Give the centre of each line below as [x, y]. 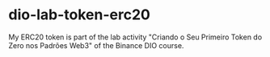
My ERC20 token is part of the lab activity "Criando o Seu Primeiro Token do [135, 37]
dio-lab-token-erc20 [80, 15]
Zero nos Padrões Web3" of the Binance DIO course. [96, 45]
